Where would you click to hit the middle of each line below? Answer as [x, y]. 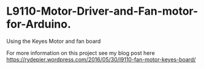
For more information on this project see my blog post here [81, 53]
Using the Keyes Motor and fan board [54, 41]
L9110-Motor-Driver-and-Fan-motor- [102, 11]
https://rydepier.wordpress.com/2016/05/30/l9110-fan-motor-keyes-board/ [101, 59]
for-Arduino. [39, 24]
